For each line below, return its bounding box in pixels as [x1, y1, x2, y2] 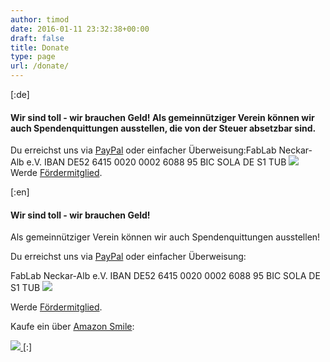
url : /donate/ [10, 61, 70, 71]
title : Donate [10, 42, 70, 53]
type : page [10, 52, 56, 62]
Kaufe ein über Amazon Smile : [10, 321, 135, 333]
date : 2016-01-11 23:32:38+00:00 [10, 24, 150, 34]
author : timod [10, 14, 70, 25]
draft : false [10, 33, 65, 43]
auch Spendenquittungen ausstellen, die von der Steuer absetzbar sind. [10, 122, 317, 134]
